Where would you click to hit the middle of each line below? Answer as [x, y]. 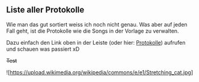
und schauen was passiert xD [43, 49]
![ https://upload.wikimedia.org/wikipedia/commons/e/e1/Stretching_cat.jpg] [100, 72]
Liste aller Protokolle [45, 10]
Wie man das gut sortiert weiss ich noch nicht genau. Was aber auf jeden [97, 24]
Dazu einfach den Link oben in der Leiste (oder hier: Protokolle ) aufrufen [96, 42]
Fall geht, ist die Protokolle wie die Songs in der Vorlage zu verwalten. [93, 31]
